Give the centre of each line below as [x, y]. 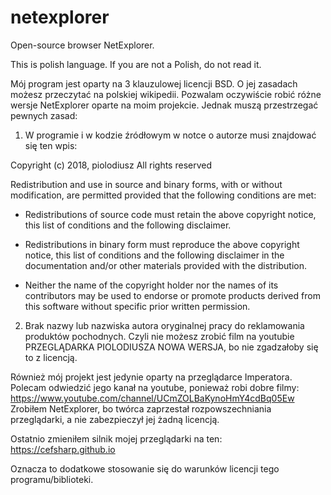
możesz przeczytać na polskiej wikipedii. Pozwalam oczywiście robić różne [166, 94]
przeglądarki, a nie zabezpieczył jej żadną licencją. [115, 419]
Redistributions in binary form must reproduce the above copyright [162, 244]
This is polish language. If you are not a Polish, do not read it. [136, 64]
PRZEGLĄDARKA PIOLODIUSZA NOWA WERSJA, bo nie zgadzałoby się [171, 347]
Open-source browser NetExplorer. [82, 45]
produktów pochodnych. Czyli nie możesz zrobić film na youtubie [159, 336]
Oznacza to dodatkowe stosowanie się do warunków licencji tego [145, 468]
